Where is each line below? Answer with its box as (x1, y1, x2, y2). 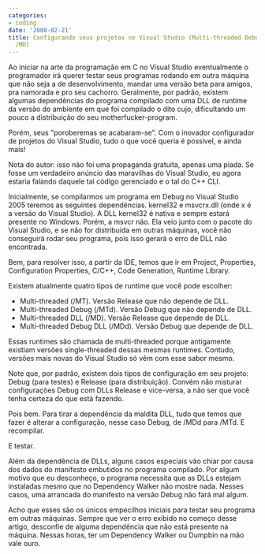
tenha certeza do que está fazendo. (8, 394, 125, 403)
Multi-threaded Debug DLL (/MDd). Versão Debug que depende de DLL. (19, 322, 254, 331)
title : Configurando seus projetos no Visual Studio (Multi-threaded (8, 33, 242, 42)
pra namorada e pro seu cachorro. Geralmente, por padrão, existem (8, 87, 229, 97)
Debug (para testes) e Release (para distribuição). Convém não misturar (8, 377, 242, 387)
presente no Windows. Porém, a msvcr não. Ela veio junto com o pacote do (8, 218, 252, 227)
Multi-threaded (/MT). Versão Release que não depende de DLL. (19, 296, 230, 306)
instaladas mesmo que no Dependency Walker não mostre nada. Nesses (8, 481, 244, 491)
